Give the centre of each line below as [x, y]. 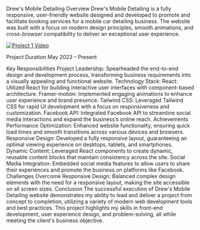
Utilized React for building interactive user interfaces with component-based [100, 88]
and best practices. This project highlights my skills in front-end [84, 208]
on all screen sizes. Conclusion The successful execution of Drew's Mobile [99, 189]
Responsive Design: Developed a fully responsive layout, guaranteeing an [97, 138]
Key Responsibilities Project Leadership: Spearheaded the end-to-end [92, 69]
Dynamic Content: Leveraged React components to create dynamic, [90, 151]
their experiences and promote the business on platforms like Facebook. [95, 170]
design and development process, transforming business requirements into [99, 75]
